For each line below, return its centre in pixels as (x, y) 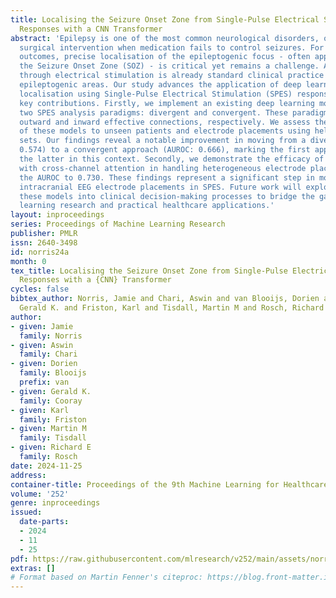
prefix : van (44, 382)
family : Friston (53, 419)
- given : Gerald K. (51, 391)
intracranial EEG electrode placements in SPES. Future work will (160, 187)
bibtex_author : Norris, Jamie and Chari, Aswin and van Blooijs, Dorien (165, 299)
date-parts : (44, 522)
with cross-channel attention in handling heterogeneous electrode (163, 168)
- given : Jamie (42, 326)
